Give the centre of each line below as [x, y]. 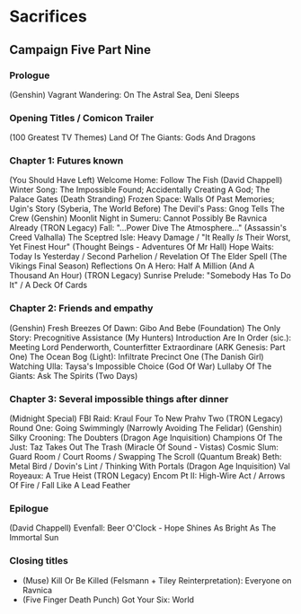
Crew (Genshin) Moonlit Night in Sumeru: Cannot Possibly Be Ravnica [138, 218]
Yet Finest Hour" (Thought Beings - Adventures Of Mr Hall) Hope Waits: [142, 247]
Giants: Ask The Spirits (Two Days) [74, 375]
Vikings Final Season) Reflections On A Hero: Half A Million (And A [132, 266]
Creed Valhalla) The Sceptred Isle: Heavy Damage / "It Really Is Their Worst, [150, 237]
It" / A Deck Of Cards [49, 285]
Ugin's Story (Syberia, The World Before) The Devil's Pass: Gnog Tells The [147, 209]
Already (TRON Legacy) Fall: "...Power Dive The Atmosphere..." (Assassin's [148, 228]
